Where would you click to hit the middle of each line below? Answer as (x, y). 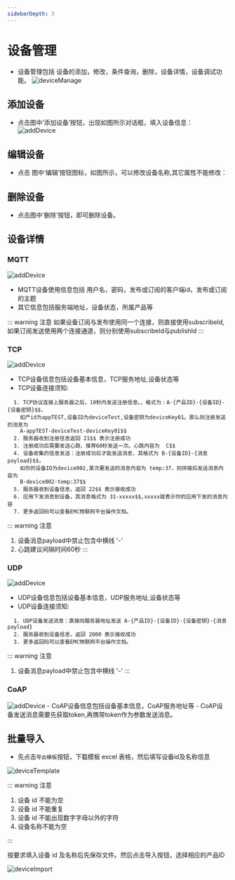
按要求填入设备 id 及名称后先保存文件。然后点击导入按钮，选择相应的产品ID (116, 855)
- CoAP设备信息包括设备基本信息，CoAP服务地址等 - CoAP (132, 705)
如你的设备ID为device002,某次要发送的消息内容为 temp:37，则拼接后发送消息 (119, 468)
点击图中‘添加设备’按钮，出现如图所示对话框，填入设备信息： (105, 123)
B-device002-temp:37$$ (53, 481)
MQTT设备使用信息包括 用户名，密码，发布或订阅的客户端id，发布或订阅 (122, 289)
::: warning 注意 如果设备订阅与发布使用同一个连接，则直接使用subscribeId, (116, 322)
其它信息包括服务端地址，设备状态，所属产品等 (85, 307)
